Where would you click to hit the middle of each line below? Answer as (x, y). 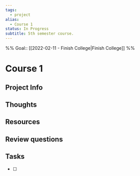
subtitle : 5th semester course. (39, 34)
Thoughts (21, 105)
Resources (23, 122)
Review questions (34, 139)
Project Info (24, 87)
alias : (12, 19)
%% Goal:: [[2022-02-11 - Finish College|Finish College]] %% (70, 48)
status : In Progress (27, 29)
